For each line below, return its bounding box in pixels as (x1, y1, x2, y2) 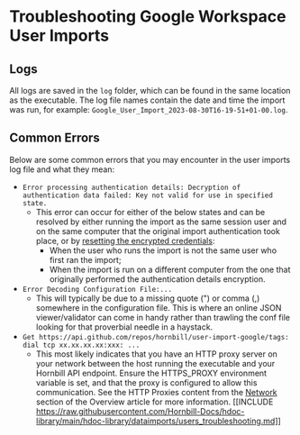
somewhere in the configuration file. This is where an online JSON (35, 302, 282, 313)
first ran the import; (49, 254, 122, 265)
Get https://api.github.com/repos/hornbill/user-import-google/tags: (22, 332, 290, 341)
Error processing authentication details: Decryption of (22, 183, 241, 192)
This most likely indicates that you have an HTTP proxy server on (35, 349, 277, 359)
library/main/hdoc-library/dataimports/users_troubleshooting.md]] (35, 415, 281, 426)
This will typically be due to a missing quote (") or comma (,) (35, 293, 260, 304)
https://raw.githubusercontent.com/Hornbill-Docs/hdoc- (35, 405, 245, 416)
